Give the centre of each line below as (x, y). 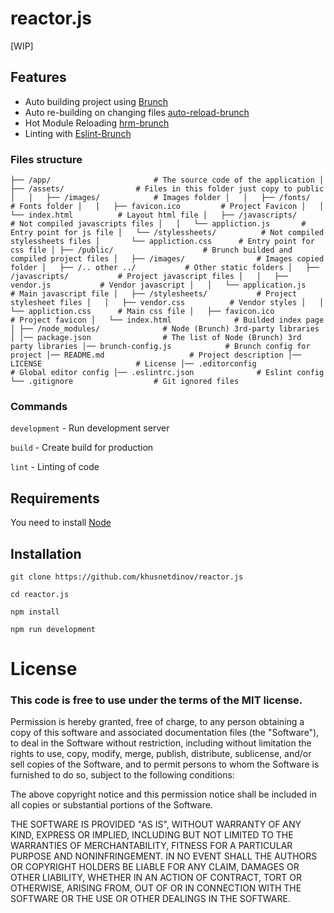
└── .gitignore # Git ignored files (125, 382)
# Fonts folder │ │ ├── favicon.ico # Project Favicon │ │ (167, 207)
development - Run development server (90, 428)
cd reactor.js (40, 594)
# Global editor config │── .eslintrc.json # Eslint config (167, 373)
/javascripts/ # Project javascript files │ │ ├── (149, 277)
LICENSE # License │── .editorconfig (133, 364)
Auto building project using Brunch (96, 101)
